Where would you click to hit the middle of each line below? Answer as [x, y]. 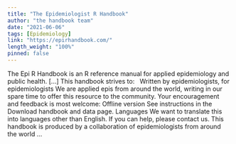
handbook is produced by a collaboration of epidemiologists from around [114, 126]
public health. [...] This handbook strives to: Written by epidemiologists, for [118, 81]
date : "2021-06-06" [36, 27]
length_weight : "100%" [41, 47]
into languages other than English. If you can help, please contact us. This [116, 118]
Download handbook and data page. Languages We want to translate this [115, 111]
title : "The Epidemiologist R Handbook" [68, 14]
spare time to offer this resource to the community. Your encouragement [113, 96]
